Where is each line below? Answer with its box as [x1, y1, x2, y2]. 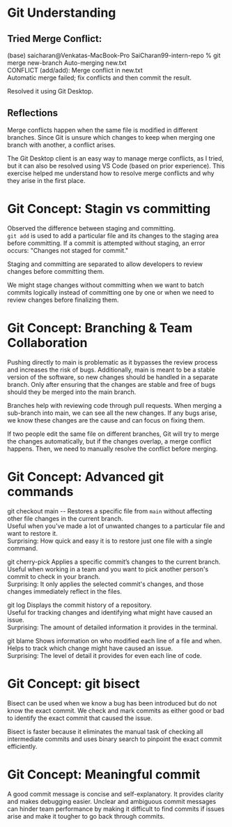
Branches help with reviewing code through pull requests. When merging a [7, 401, 222, 409]
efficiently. [7, 742, 38, 750]
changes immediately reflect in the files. [7, 587, 122, 595]
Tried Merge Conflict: [7, 33, 102, 45]
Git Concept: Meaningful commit [7, 766, 201, 782]
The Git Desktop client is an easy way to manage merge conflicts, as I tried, [7, 154, 224, 162]
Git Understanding [7, 5, 116, 21]
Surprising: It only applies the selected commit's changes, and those [7, 580, 204, 588]
